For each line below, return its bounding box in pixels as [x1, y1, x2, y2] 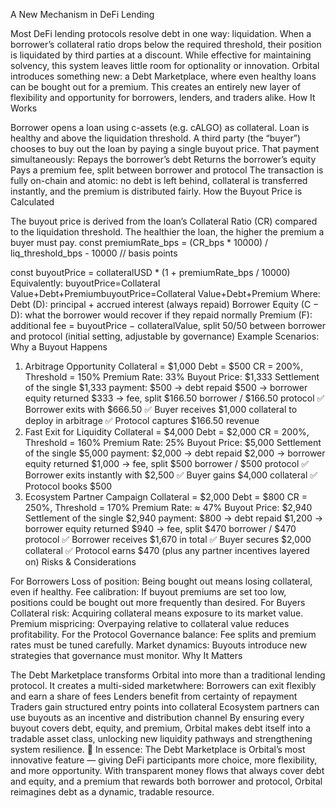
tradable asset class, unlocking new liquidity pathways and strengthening [10, 733, 313, 744]
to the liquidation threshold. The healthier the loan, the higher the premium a [10, 226, 325, 238]
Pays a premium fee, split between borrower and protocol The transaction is [10, 164, 324, 176]
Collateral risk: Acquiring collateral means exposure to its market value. [10, 607, 304, 619]
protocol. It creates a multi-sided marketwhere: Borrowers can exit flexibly [10, 680, 317, 691]
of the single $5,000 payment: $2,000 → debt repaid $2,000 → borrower [24, 447, 326, 459]
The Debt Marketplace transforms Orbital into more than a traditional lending [10, 669, 326, 681]
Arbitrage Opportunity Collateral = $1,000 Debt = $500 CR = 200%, [24, 360, 304, 372]
